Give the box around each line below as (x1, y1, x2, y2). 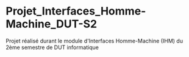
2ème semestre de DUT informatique (5, 44, 99, 51)
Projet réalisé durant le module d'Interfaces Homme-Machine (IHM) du (5, 37, 184, 44)
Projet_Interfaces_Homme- (5, 4, 146, 18)
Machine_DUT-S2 (5, 17, 98, 31)
